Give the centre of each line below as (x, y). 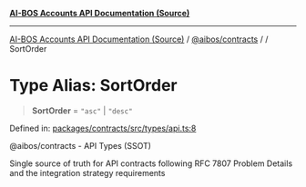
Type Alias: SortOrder (93, 86)
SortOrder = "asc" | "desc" (82, 110)
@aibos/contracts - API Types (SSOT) (81, 145)
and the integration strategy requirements (87, 172)
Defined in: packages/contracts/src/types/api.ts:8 (103, 128)
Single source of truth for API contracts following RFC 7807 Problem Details (151, 163)
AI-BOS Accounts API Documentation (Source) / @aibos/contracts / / (139, 39)
